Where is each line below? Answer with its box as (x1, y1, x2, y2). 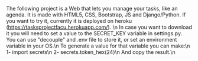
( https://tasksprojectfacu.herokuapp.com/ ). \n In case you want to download (6, 23, 192, 30)
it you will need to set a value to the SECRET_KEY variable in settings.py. (6, 30, 182, 37)
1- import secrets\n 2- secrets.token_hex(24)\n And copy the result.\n (6, 49, 176, 55)
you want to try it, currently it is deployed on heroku (6, 18, 132, 24)
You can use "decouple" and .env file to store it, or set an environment (6, 36, 177, 43)
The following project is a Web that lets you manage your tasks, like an (6, 5, 178, 12)
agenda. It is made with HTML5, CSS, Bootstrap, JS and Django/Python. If (6, 11, 186, 18)
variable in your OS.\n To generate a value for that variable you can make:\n (6, 42, 190, 49)
